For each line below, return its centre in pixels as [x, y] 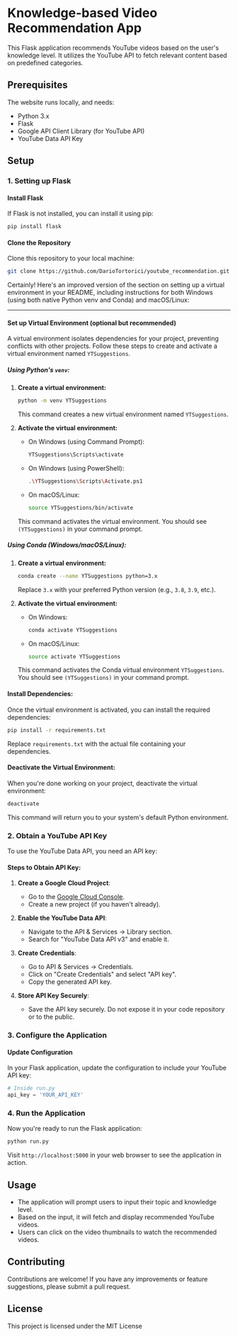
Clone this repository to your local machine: [71, 258]
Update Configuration [40, 1052]
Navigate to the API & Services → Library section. [100, 932]
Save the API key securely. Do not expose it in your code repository [126, 1009]
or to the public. [51, 1017]
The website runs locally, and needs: [61, 102]
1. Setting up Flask [39, 181]
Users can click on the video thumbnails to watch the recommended [117, 1232]
